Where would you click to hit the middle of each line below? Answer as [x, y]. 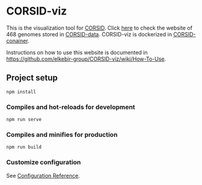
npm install [21, 92]
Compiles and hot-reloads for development [71, 107]
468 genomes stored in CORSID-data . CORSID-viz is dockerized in [89, 34]
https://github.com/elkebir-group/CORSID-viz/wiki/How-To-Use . [86, 59]
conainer [17, 41]
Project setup [32, 78]
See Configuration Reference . [43, 175]
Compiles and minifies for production [62, 134]
